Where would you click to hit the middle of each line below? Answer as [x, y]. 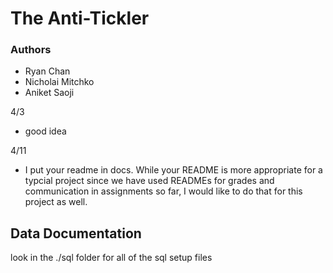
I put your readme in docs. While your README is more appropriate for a [173, 170]
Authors [31, 50]
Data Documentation [76, 233]
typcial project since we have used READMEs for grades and [149, 181]
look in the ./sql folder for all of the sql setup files [111, 258]
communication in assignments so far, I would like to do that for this [163, 191]
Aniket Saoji [49, 93]
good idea [45, 131]
